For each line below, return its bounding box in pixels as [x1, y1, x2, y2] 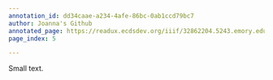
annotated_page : [8, 27, 63, 35]
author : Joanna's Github [8, 19, 93, 27]
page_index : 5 [8, 34, 57, 43]
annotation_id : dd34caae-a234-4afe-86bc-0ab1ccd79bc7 [8, 11, 195, 20]
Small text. [8, 64, 44, 74]
